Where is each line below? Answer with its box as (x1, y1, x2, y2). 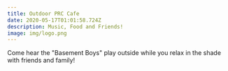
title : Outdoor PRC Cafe (7, 10, 80, 17)
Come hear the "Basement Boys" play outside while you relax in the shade (7, 49, 222, 57)
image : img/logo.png (7, 29, 68, 37)
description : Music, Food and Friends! (7, 23, 124, 30)
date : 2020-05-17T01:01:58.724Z (7, 17, 101, 24)
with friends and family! (7, 56, 76, 65)
